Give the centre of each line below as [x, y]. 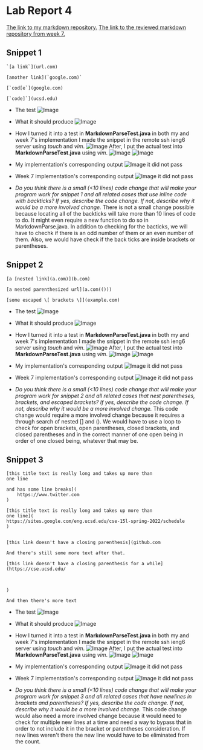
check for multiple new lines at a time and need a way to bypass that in [103, 722]
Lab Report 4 [39, 11]
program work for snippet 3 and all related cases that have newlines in [103, 697]
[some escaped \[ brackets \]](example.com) [63, 300]
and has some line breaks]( [42, 489]
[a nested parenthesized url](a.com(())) [59, 289]
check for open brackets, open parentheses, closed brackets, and [97, 428]
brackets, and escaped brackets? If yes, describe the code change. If [102, 402]
